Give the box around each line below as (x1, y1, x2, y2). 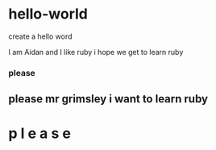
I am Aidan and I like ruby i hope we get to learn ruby (8, 47, 184, 56)
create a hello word (8, 31, 73, 41)
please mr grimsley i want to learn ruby (8, 92, 208, 106)
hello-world (8, 5, 89, 23)
